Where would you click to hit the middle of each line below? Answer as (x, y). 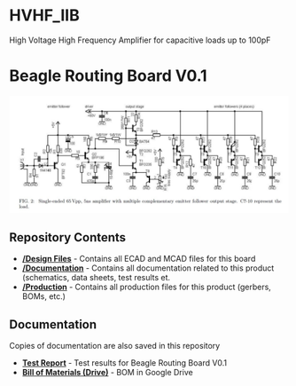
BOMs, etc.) (44, 296)
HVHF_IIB (44, 16)
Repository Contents (68, 237)
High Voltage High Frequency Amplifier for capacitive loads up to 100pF (140, 40)
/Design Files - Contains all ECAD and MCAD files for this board (139, 259)
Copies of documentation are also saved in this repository (115, 346)
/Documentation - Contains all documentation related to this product (148, 268)
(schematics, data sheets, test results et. (96, 278)
